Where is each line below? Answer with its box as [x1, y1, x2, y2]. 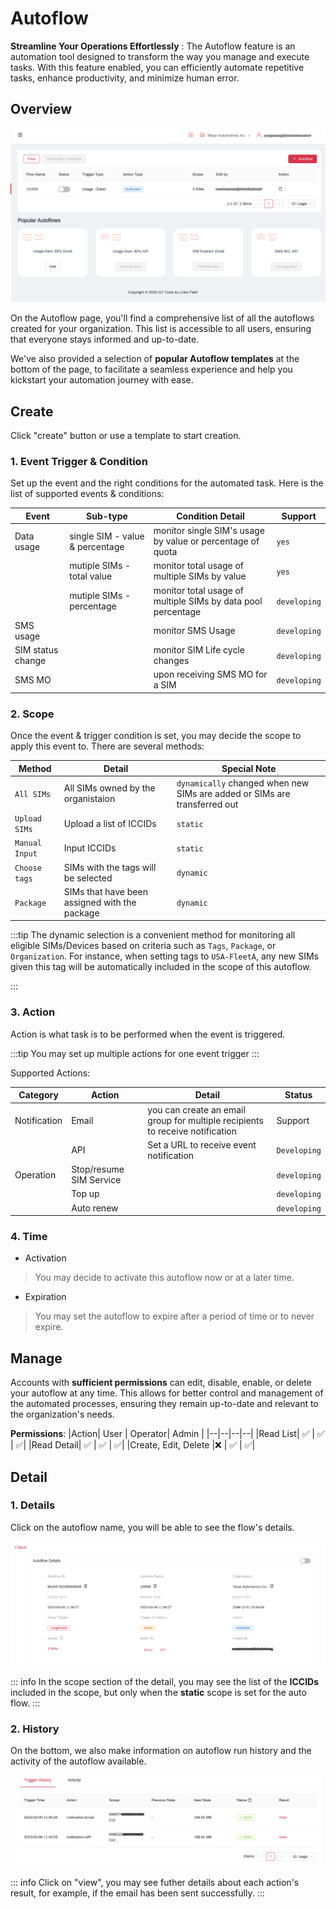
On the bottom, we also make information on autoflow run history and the [10, 1745, 312, 1757]
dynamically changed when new [176, 777, 310, 789]
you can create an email [147, 1103, 246, 1116]
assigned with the [63, 896, 137, 908]
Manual [14, 838, 42, 849]
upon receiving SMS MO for [153, 668, 268, 681]
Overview [10, 101, 73, 118]
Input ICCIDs [63, 842, 117, 854]
